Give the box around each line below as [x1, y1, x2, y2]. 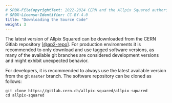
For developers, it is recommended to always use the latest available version [5, 68, 166, 74]
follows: [5, 78, 22, 85]
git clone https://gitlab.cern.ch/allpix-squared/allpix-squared [5, 88, 147, 94]
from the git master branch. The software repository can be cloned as [5, 73, 152, 79]
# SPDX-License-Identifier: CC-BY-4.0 [5, 12, 88, 17]
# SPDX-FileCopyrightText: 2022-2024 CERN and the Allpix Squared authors [5, 7, 168, 13]
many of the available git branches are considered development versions [5, 52, 159, 58]
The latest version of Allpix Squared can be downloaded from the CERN [5, 36, 156, 42]
